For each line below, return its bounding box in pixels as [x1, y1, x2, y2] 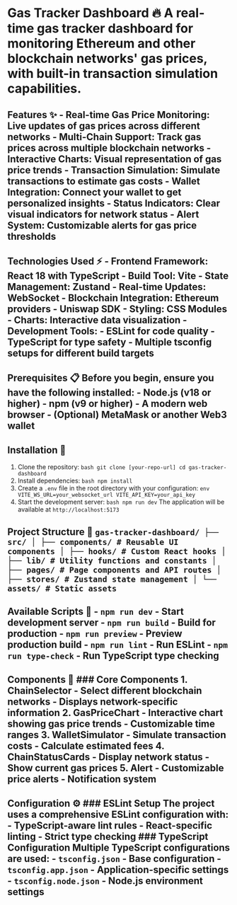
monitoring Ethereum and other [7, 35, 196, 52]
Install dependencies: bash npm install [17, 476, 133, 485]
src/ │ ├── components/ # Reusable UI [7, 536, 179, 547]
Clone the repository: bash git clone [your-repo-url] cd [17, 463, 186, 471]
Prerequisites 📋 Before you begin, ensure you [7, 372, 214, 384]
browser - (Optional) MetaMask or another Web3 [7, 409, 228, 421]
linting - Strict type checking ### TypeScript [7, 830, 209, 843]
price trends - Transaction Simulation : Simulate [7, 164, 221, 176]
